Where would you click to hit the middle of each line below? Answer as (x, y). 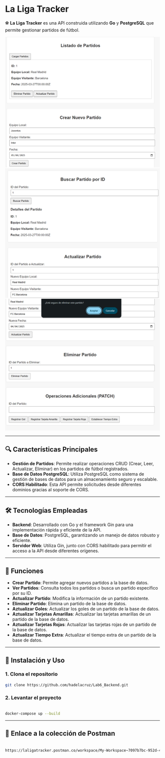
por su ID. (22, 593)
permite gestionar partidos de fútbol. (42, 30)
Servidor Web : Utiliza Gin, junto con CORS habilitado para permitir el (82, 546)
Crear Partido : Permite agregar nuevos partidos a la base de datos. (80, 583)
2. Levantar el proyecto (33, 698)
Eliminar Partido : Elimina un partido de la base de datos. (69, 604)
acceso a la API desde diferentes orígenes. (55, 551)
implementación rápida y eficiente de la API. (57, 530)
